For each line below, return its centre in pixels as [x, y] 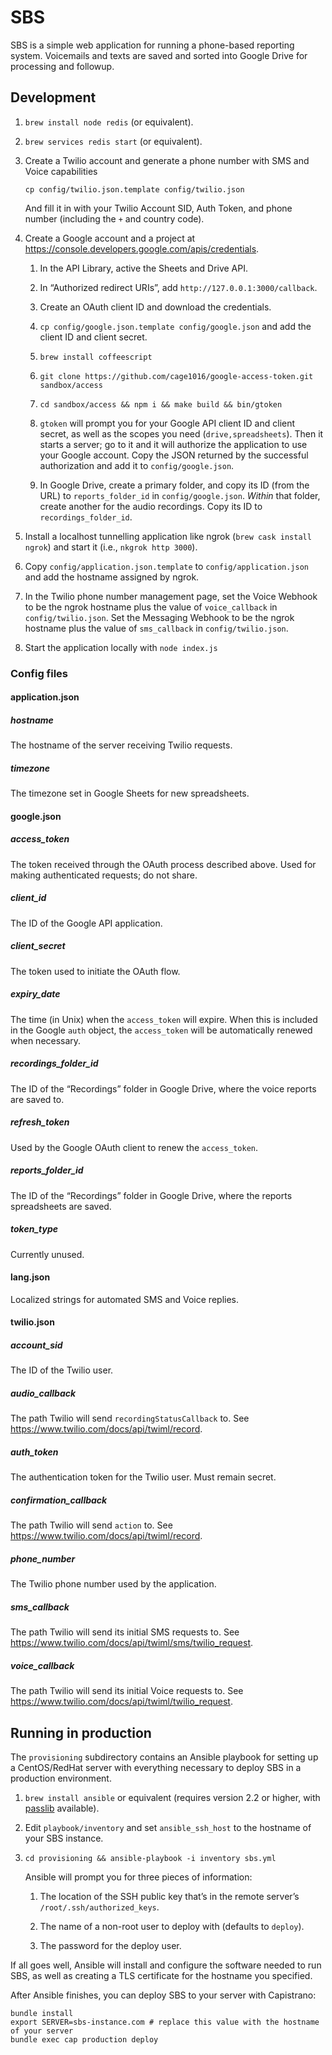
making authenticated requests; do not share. [104, 875]
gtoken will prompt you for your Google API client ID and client [167, 423]
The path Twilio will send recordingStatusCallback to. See [130, 1418]
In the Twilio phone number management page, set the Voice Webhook [171, 596]
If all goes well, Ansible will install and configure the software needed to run [166, 1965]
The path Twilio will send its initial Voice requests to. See [127, 1691]
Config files [39, 673]
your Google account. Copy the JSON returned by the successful [174, 455]
